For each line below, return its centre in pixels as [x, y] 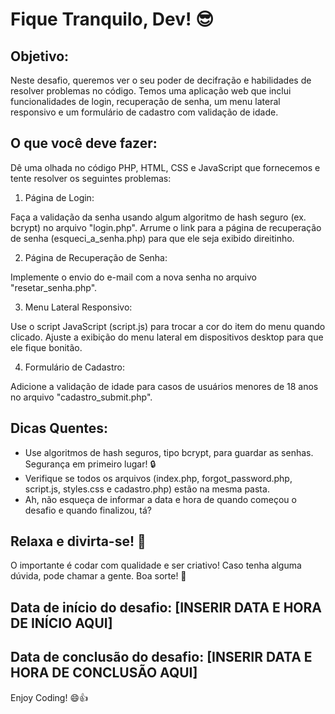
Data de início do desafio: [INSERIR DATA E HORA [166, 607]
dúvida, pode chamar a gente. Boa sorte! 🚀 [98, 576]
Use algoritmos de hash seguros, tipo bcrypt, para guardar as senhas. [169, 452]
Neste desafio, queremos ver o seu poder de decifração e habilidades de [161, 80]
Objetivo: [40, 56]
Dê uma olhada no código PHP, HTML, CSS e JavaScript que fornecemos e [165, 167]
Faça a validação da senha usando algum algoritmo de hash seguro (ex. [158, 217]
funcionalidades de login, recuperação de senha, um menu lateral [145, 101]
